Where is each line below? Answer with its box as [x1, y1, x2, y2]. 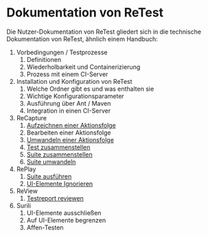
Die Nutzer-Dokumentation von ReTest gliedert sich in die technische [6, 27, 202, 36]
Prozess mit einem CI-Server [26, 70, 108, 78]
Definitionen [26, 55, 62, 63]
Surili [16, 201, 32, 210]
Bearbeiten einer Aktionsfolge [26, 128, 111, 137]
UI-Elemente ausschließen [26, 208, 102, 217]
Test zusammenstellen [26, 143, 91, 151]
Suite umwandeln [26, 157, 76, 166]
